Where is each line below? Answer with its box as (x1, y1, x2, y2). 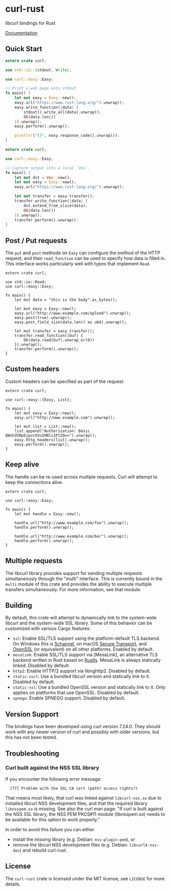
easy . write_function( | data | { (14, 105, 79, 110)
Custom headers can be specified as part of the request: (5, 378, 125, 384)
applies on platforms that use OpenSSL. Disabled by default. (12, 690, 140, 696)
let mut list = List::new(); (14, 424, 77, 429)
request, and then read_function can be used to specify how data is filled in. (5, 255, 166, 261)
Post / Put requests (5, 236, 67, 245)
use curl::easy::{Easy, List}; (5, 397, 72, 402)
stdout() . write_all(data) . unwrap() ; (23, 109, 102, 115)
